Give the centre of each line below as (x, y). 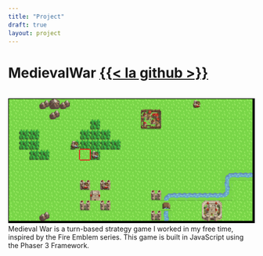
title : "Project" (36, 16)
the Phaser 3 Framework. (49, 246)
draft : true (27, 25)
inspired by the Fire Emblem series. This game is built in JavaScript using (126, 237)
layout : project (34, 33)
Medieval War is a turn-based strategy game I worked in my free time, (121, 229)
